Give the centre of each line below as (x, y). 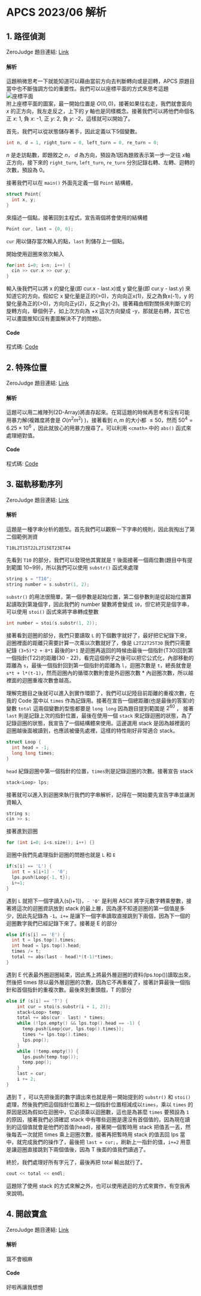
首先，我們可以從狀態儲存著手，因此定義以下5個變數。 (73, 131)
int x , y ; (24, 199)
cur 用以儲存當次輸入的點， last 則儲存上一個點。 (67, 241)
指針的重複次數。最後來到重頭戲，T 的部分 (79, 989)
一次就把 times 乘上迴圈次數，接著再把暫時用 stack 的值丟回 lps (100, 1134)
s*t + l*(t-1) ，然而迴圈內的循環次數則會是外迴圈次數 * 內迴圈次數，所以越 (100, 673)
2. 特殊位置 (27, 367)
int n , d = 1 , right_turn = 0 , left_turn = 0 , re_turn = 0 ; (83, 143)
